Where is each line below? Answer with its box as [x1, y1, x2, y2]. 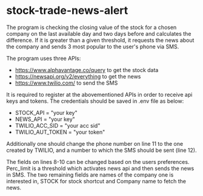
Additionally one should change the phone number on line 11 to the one [6, 140, 184, 147]
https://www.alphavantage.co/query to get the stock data [15, 66, 159, 73]
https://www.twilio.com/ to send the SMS [15, 79, 118, 87]
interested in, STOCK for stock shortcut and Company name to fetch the [6, 177, 187, 185]
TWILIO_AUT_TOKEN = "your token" [15, 128, 105, 136]
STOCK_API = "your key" [15, 109, 78, 116]
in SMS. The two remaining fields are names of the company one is [6, 171, 174, 178]
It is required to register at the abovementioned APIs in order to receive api [6, 91, 193, 98]
